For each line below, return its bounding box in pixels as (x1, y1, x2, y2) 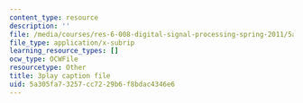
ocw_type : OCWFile (9, 55, 78, 64)
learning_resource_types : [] (9, 47, 119, 56)
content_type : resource (9, 13, 99, 22)
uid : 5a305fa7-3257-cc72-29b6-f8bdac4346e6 (9, 80, 176, 89)
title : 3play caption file (9, 72, 111, 81)
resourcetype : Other (9, 64, 87, 73)
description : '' (9, 21, 70, 30)
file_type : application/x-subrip (9, 38, 135, 47)
